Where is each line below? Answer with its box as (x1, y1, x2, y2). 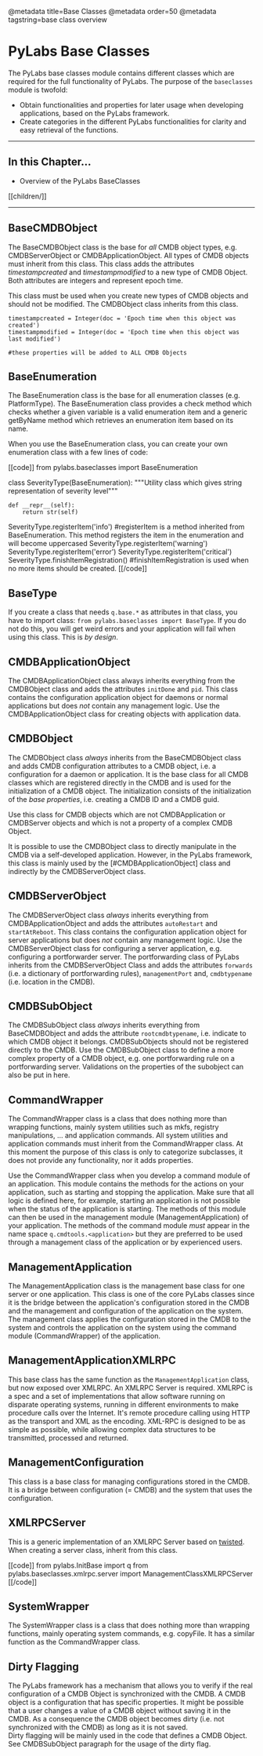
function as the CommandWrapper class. (8, 1638, 141, 1647)
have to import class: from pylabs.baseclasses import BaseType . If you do (8, 616, 247, 625)
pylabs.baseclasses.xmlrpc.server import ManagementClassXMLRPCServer (8, 1568, 254, 1578)
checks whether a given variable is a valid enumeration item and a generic (8, 407, 248, 417)
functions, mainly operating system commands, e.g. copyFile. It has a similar (8, 1629, 255, 1638)
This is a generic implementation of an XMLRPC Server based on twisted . (8, 1537, 245, 1547)
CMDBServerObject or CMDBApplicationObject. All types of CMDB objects (8, 250, 249, 260)
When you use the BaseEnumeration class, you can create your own (8, 439, 229, 449)
